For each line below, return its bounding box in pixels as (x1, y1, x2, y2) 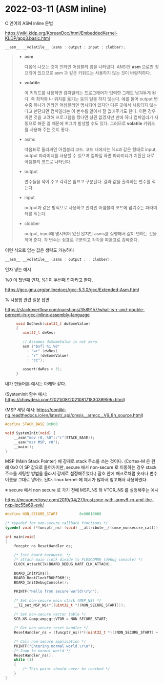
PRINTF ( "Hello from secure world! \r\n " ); (14, 589, 99, 594)
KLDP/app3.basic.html (5, 35, 50, 41)
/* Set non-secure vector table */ (14, 612, 86, 617)
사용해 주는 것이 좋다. (29, 126, 70, 132)
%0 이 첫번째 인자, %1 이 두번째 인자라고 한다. (5, 277, 93, 283)
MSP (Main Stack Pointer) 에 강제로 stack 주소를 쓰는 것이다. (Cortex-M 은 (5, 458, 150, 464)
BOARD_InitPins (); (14, 571, 51, 576)
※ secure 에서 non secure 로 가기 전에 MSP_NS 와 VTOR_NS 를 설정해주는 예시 (5, 487, 159, 493)
